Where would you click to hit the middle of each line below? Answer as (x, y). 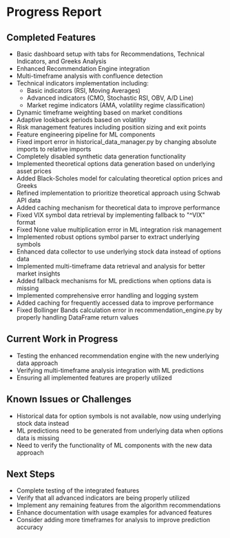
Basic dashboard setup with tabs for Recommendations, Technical (110, 54)
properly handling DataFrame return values (77, 317)
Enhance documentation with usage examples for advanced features (114, 513)
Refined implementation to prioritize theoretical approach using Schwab (118, 193)
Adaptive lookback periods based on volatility (81, 120)
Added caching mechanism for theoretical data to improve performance (118, 208)
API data (29, 200)
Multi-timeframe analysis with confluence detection (90, 76)
